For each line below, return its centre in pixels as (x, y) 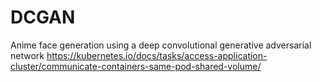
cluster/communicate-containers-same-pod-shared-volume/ (136, 66)
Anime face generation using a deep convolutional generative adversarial (161, 45)
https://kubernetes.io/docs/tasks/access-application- (157, 55)
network (27, 55)
